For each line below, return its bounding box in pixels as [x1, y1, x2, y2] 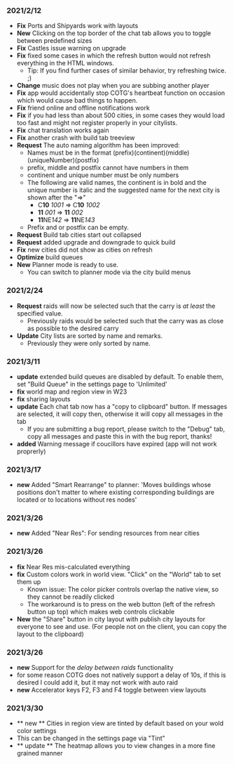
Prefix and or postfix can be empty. [27, 224, 129, 232]
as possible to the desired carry [27, 324, 119, 332]
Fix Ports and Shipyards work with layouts [16, 22, 139, 30]
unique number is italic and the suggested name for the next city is [27, 186, 220, 195]
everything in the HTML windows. [16, 59, 115, 67]
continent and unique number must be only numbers [27, 171, 179, 179]
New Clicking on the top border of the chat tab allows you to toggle [16, 29, 212, 37]
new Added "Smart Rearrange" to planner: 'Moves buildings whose [16, 481, 212, 489]
